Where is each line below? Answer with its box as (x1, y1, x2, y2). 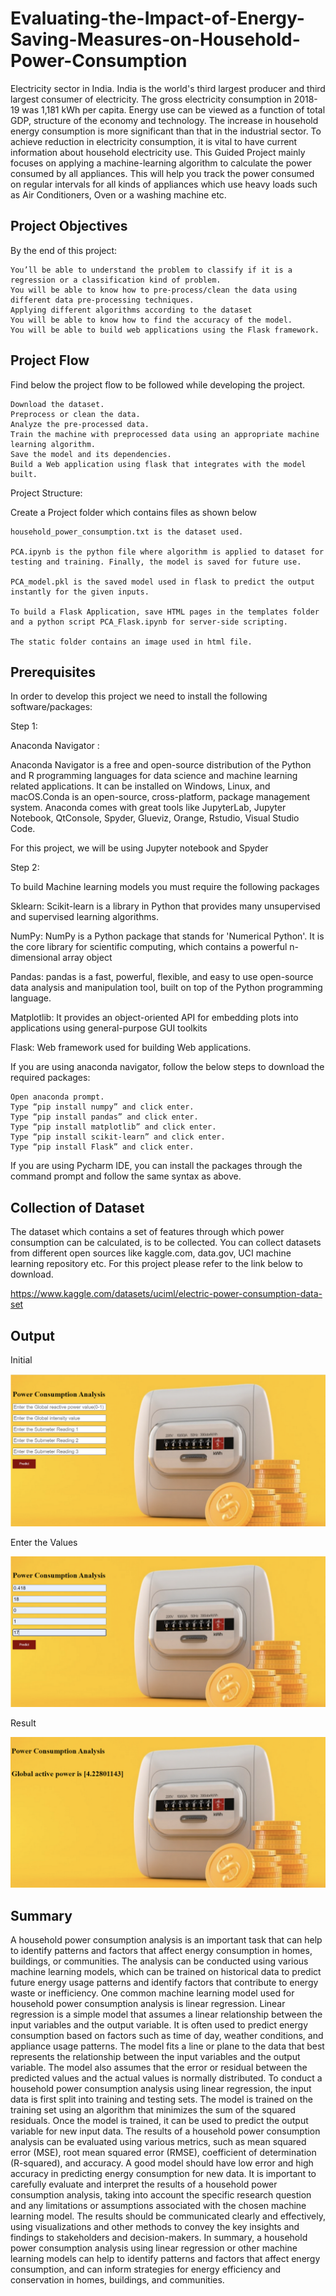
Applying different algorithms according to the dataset (10, 305, 253, 315)
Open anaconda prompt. (10, 1092, 105, 1102)
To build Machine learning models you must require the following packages (10, 881, 320, 893)
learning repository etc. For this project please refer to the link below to (10, 1258, 303, 1270)
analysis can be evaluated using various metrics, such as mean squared (10, 2136, 307, 2148)
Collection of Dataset (10, 1199, 145, 1216)
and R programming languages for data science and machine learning (10, 770, 298, 782)
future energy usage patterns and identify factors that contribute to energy (10, 1977, 319, 1989)
